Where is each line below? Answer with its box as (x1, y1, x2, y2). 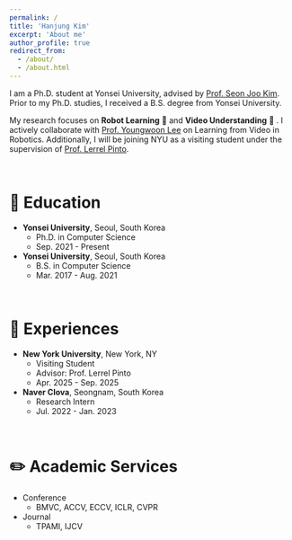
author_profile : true (9, 38, 91, 48)
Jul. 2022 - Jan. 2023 (35, 405, 117, 416)
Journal (22, 511, 51, 522)
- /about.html (17, 64, 70, 73)
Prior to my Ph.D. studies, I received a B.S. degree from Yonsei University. (9, 97, 282, 108)
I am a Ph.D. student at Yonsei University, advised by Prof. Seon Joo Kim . (9, 87, 280, 99)
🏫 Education (9, 192, 102, 213)
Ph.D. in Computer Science (35, 231, 137, 243)
